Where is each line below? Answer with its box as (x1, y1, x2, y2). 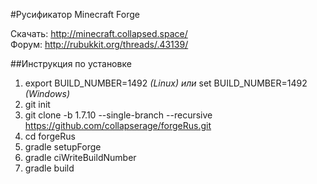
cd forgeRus (24, 130, 76, 142)
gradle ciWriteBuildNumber (24, 152, 137, 163)
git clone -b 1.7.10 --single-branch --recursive (24, 109, 213, 121)
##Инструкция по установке (10, 58, 132, 69)
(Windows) (24, 88, 71, 99)
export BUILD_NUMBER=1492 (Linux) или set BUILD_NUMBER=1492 (24, 77, 308, 89)
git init (24, 99, 51, 110)
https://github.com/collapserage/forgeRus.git (24, 120, 212, 131)
